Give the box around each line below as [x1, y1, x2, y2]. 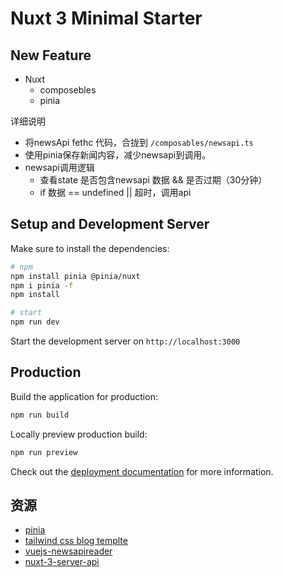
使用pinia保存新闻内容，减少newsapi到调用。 [24, 149, 212, 161]
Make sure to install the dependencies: [10, 242, 170, 254]
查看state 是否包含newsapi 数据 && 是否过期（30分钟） [39, 174, 268, 186]
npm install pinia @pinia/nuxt [10, 271, 141, 281]
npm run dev [10, 317, 60, 327]
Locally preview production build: [10, 428, 148, 440]
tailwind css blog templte [24, 535, 128, 547]
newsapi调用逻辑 [24, 162, 95, 173]
